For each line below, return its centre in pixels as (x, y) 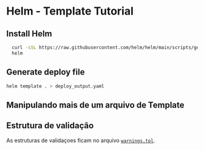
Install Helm (29, 34)
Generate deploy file (46, 72)
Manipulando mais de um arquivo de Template (95, 105)
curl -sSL (24, 47)
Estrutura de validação (50, 126)
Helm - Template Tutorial (70, 11)
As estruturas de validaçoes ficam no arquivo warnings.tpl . (81, 140)
